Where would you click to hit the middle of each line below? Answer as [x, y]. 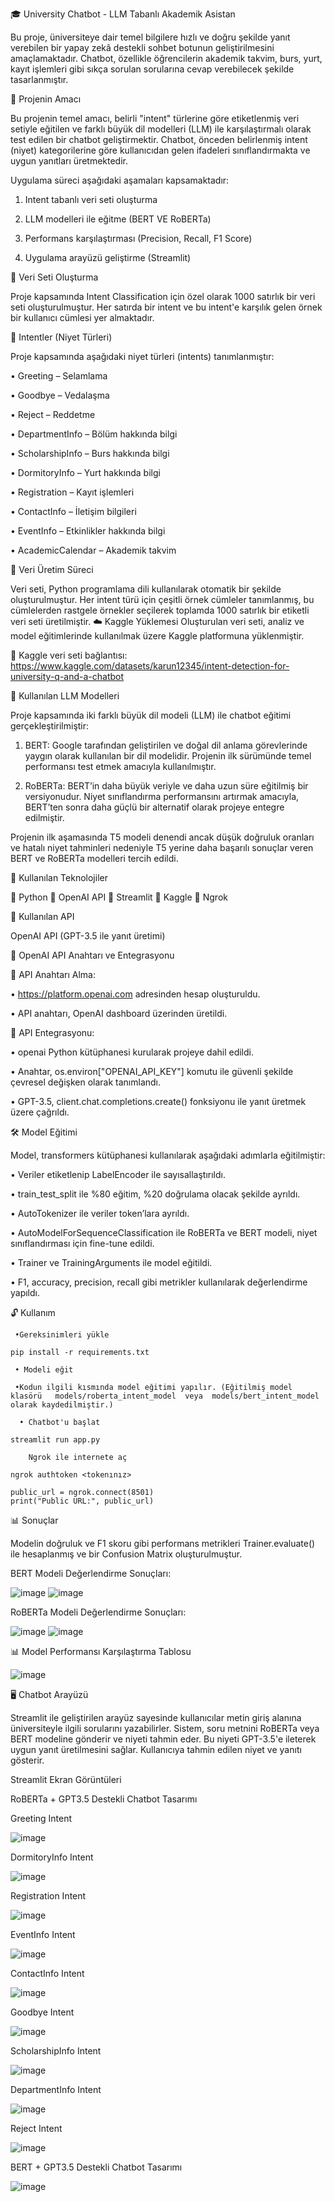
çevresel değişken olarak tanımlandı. [86, 1082]
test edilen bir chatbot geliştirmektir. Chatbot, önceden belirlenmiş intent [159, 139]
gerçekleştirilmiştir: [50, 726]
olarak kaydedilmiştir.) [62, 1405]
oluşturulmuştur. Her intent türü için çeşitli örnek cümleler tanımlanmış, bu [162, 599]
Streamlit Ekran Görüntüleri [66, 1779]
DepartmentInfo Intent [56, 2089]
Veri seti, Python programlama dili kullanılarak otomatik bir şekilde [146, 589]
